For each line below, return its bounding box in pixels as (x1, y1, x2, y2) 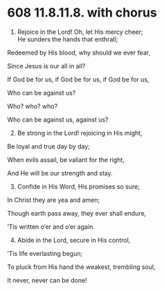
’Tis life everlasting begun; (7, 249, 83, 257)
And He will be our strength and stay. (7, 169, 113, 177)
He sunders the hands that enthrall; (17, 35, 118, 43)
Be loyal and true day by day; (7, 142, 91, 150)
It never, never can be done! (7, 276, 88, 284)
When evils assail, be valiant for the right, (7, 156, 125, 164)
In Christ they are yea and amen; (7, 196, 100, 204)
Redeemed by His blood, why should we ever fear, (7, 48, 151, 57)
